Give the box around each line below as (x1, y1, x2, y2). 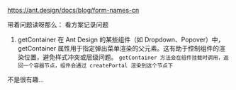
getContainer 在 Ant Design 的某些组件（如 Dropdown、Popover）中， (17, 35, 225, 44)
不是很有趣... (7, 75, 45, 84)
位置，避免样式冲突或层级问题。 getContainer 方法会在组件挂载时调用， (23, 53, 224, 61)
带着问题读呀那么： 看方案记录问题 (7, 20, 108, 29)
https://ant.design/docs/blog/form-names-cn (7, 6, 140, 14)
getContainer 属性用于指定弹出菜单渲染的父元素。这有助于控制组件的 (17, 44, 220, 52)
